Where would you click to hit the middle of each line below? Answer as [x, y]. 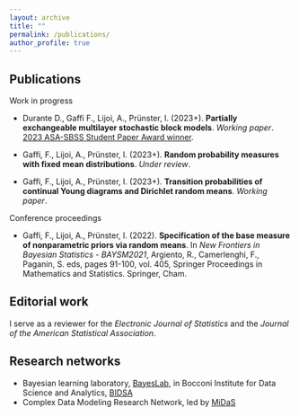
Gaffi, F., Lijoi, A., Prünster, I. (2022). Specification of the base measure [156, 235]
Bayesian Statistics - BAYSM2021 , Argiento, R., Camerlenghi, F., [141, 255]
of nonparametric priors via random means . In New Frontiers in [141, 245]
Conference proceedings [55, 218]
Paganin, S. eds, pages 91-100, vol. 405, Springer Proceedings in [142, 264]
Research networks [65, 362]
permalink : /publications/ [60, 34]
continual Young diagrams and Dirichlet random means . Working [145, 191]
